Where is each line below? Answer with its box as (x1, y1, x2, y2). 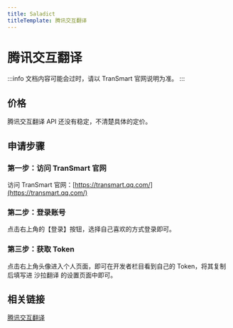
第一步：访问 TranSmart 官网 (7, 163, 107, 173)
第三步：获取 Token (7, 244, 75, 254)
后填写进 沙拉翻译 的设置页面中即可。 (7, 271, 117, 279)
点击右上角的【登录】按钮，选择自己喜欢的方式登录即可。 (7, 225, 175, 234)
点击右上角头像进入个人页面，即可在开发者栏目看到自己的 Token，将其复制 (7, 261, 227, 270)
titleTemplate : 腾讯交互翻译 (7, 17, 87, 24)
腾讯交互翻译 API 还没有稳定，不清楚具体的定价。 (7, 118, 152, 126)
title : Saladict (7, 10, 55, 18)
